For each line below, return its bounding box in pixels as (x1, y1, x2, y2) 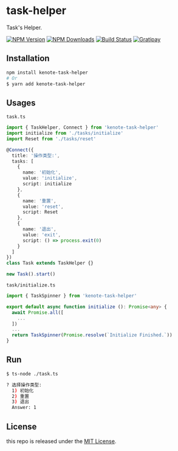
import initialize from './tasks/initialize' (6, 130, 123, 137)
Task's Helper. (6, 24, 43, 31)
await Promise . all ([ (12, 309, 64, 316)
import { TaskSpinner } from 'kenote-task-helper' (6, 293, 137, 299)
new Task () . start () (6, 271, 56, 277)
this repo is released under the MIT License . (6, 437, 117, 445)
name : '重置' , (22, 197, 56, 204)
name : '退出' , (22, 226, 56, 232)
